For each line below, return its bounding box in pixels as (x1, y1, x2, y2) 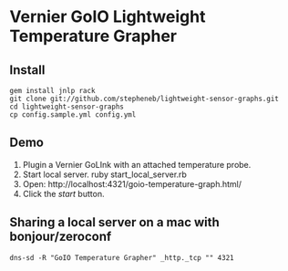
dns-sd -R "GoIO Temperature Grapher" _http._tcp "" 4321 (9, 253, 234, 262)
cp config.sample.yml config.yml (9, 110, 137, 120)
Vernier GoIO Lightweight (9, 6, 206, 27)
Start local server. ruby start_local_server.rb (22, 169, 187, 180)
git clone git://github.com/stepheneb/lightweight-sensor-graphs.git (9, 94, 280, 103)
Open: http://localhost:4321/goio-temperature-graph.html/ (22, 178, 242, 189)
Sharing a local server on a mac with (9, 214, 221, 230)
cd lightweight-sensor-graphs (9, 102, 125, 111)
